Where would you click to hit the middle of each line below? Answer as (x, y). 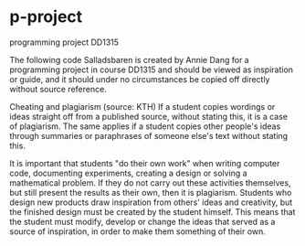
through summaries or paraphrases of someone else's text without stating (149, 135)
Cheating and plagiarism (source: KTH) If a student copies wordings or (142, 106)
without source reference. (58, 89)
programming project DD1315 (64, 42)
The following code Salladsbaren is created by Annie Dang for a (129, 59)
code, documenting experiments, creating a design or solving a (129, 173)
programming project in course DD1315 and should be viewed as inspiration (152, 70)
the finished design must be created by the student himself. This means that (152, 211)
